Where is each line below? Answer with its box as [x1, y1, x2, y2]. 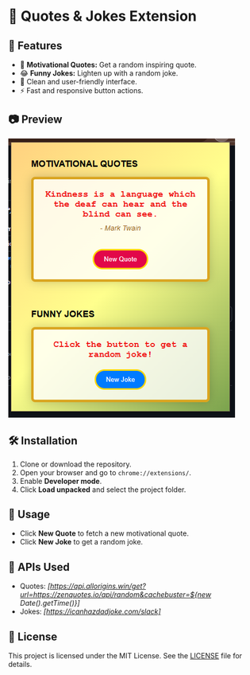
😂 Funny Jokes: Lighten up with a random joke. [19, 68, 179, 78]
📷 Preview [8, 113, 63, 127]
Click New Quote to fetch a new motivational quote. [19, 529, 189, 538]
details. [8, 660, 33, 669]
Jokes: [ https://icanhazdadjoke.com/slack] [19, 607, 161, 616]
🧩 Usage [8, 508, 50, 521]
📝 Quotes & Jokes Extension [8, 7, 197, 25]
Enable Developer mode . [19, 476, 102, 486]
